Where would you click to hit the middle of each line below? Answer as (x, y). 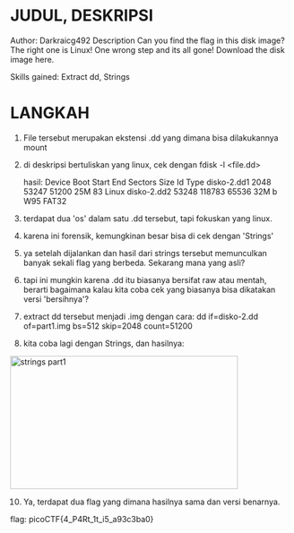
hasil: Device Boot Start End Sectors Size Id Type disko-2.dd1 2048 (147, 182)
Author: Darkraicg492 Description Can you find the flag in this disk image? (147, 40)
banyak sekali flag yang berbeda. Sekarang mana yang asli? (134, 262)
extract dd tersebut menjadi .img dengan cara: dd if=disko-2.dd (141, 316)
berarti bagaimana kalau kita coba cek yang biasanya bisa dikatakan (149, 289)
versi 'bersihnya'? (56, 299)
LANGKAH (50, 113)
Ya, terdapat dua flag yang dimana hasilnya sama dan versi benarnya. (151, 502)
